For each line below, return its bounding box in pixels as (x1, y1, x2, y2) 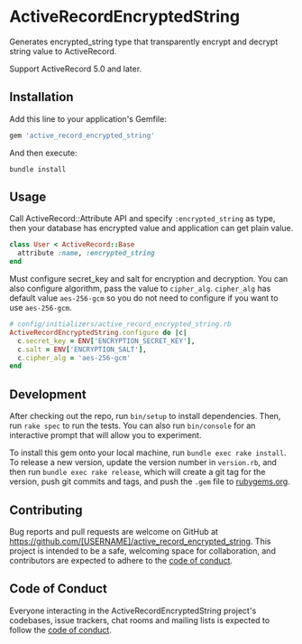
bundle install (9, 164, 67, 173)
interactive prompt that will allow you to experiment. (9, 430, 202, 441)
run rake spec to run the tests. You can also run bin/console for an (9, 420, 256, 431)
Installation (9, 89, 74, 105)
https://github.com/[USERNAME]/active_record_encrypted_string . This (9, 536, 271, 546)
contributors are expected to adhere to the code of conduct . (9, 555, 233, 565)
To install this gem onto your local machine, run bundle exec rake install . (9, 447, 287, 458)
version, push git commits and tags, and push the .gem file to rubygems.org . (9, 476, 291, 487)
